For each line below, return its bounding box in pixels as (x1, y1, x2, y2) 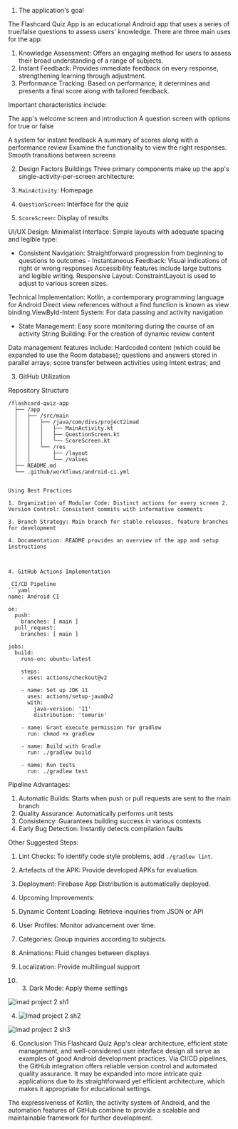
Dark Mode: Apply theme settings (29, 984, 128, 992)
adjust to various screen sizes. (18, 279, 108, 287)
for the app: (8, 35, 43, 43)
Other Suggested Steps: (8, 838, 79, 847)
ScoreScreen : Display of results (18, 214, 109, 222)
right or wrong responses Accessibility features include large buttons (18, 264, 222, 272)
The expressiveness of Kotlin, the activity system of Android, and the (8, 1098, 211, 1107)
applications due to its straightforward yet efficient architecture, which (18, 1077, 225, 1086)
